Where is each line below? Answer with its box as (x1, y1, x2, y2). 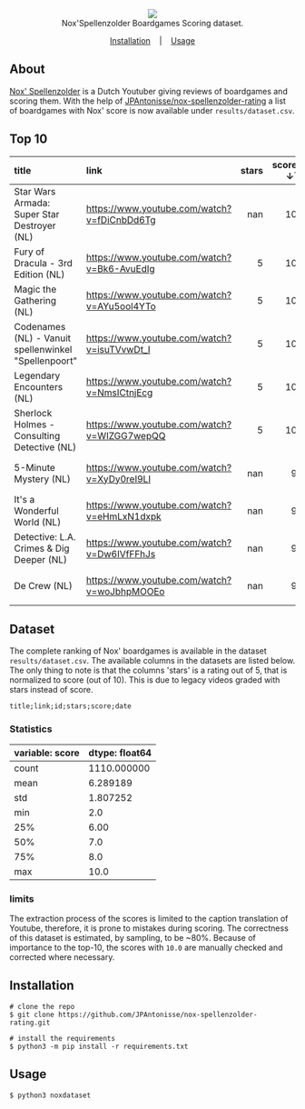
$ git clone (9, 1010, 54, 1019)
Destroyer (14, 219, 56, 232)
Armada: (14, 196, 51, 209)
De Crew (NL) (14, 579, 73, 592)
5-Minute (14, 461, 56, 474)
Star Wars (14, 185, 56, 197)
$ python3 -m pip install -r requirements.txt (9, 1042, 189, 1051)
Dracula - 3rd (14, 256, 73, 269)
